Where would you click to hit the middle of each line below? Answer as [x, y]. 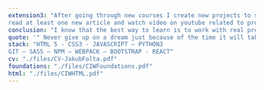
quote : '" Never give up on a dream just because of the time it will [126, 37]
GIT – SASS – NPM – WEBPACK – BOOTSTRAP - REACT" [91, 52]
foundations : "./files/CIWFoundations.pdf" [81, 67]
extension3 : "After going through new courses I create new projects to [130, 15]
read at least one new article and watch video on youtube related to [126, 23]
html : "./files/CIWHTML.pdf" [56, 74]
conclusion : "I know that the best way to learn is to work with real [126, 30]
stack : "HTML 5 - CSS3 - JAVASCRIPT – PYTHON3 [86, 45]
